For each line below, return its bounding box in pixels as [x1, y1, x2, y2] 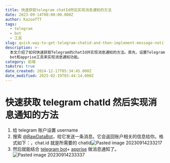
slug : [5, 40, 17, 46]
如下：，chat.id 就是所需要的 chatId [17, 140, 92, 146]
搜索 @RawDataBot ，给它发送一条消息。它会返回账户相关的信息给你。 [12, 133, 159, 139]
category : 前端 [5, 59, 36, 64]
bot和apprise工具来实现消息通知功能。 [10, 54, 82, 60]
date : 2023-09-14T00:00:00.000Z [5, 12, 73, 17]
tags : [5, 21, 17, 27]
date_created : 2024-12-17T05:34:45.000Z [5, 69, 92, 74]
